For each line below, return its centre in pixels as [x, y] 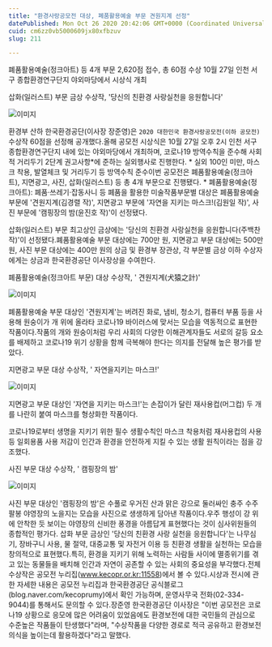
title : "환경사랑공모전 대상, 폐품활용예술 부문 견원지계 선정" [100, 16]
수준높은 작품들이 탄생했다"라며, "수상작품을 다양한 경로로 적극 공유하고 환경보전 [135, 625]
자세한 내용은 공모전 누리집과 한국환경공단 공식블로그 [100, 585]
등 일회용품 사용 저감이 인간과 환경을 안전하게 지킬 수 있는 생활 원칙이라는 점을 [132, 442]
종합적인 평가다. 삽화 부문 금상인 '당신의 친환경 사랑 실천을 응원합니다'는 [122, 534]
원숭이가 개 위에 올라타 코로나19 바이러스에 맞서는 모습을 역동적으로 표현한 [140, 322]
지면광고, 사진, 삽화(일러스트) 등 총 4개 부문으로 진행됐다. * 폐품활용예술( [136, 182]
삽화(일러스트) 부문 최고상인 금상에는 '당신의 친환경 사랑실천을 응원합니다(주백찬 [134, 230]
